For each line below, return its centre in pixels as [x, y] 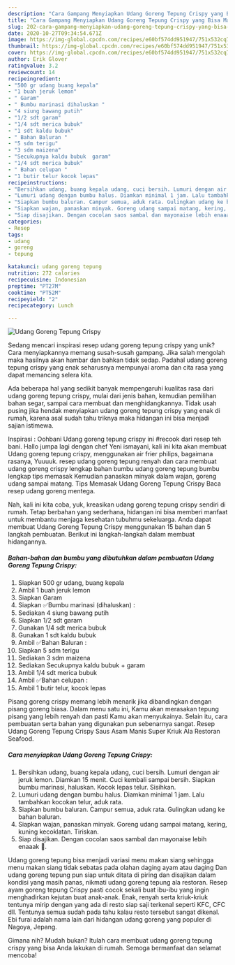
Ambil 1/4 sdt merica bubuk [57, 673]
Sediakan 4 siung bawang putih [63, 613]
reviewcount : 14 [31, 72]
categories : [25, 222]
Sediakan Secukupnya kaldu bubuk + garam [82, 665]
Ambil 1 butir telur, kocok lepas [62, 688]
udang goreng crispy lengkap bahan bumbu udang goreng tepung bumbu [114, 469]
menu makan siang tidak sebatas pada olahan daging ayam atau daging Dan [117, 868]
